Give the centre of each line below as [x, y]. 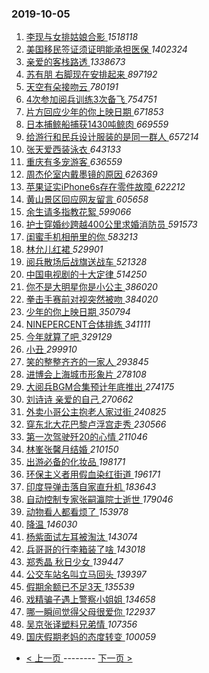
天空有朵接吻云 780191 [72, 87]
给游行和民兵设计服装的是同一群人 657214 [112, 137]
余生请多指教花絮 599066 [78, 212]
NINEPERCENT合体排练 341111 [88, 324]
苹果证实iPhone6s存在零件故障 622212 [105, 187]
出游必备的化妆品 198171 [75, 462]
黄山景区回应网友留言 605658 [87, 199]
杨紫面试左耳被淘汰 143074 [81, 537]
